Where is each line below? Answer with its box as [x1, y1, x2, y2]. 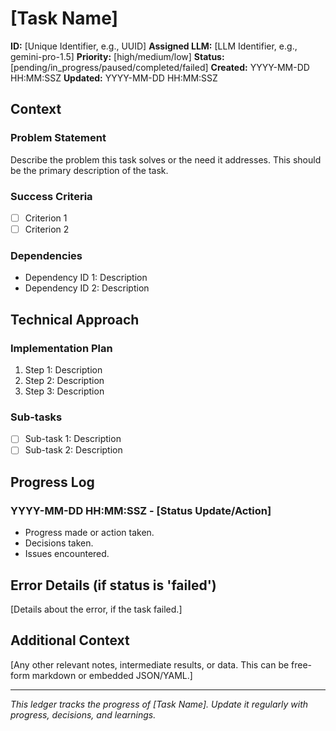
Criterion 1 [24, 212, 68, 224]
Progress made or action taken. [24, 527, 155, 539]
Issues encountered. [24, 548, 110, 560]
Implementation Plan [10, 341, 113, 355]
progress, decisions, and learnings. [10, 708, 157, 721]
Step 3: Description [24, 385, 105, 397]
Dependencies [10, 248, 83, 262]
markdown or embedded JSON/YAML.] [31, 669, 193, 681]
